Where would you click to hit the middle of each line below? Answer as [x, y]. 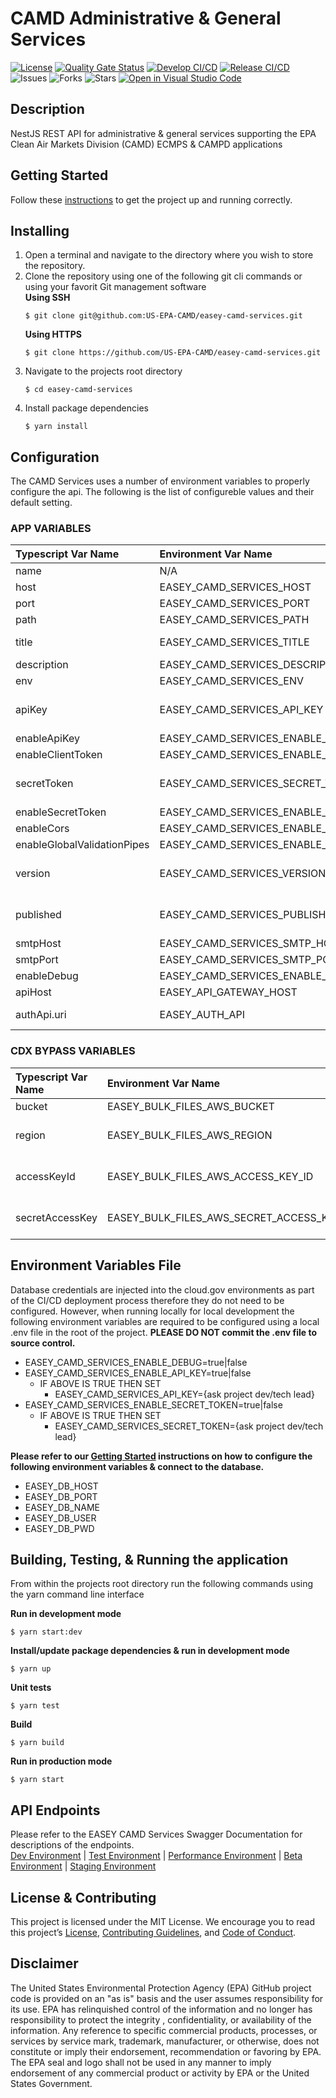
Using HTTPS [53, 334]
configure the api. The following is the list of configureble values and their [162, 492]
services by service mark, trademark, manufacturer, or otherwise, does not [165, 2041]
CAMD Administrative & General [146, 18]
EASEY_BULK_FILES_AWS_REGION [189, 1135]
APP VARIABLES [51, 529]
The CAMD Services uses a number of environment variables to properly [160, 481]
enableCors [42, 829]
